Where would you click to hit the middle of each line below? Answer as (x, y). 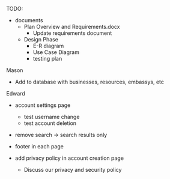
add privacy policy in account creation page (69, 158)
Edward (16, 93)
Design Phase (41, 39)
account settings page (43, 105)
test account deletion (50, 123)
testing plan (47, 59)
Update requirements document (72, 33)
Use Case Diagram (56, 52)
